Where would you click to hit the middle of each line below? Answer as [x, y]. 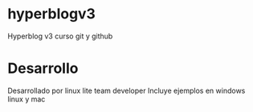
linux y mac [27, 99]
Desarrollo [43, 68]
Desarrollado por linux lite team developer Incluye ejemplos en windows [126, 90]
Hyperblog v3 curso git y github [60, 36]
